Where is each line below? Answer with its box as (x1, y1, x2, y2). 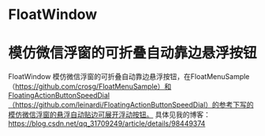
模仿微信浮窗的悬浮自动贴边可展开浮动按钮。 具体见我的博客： (8, 110, 211, 119)
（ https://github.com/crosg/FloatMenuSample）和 (8, 81, 172, 92)
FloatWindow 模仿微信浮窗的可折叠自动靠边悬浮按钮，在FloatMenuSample (8, 72, 250, 81)
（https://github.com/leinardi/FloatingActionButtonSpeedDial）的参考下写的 (8, 100, 254, 110)
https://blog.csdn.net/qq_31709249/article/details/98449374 (8, 119, 206, 128)
